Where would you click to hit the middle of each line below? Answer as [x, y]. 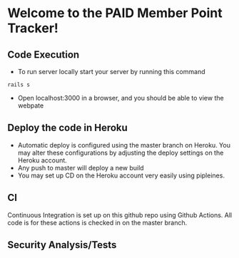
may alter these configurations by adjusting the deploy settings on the [121, 153]
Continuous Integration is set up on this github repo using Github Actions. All [120, 215]
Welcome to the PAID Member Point [115, 13]
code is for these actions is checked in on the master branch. [97, 222]
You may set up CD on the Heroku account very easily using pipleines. [121, 175]
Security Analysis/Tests [62, 245]
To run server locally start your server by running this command [111, 72]
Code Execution [44, 55]
